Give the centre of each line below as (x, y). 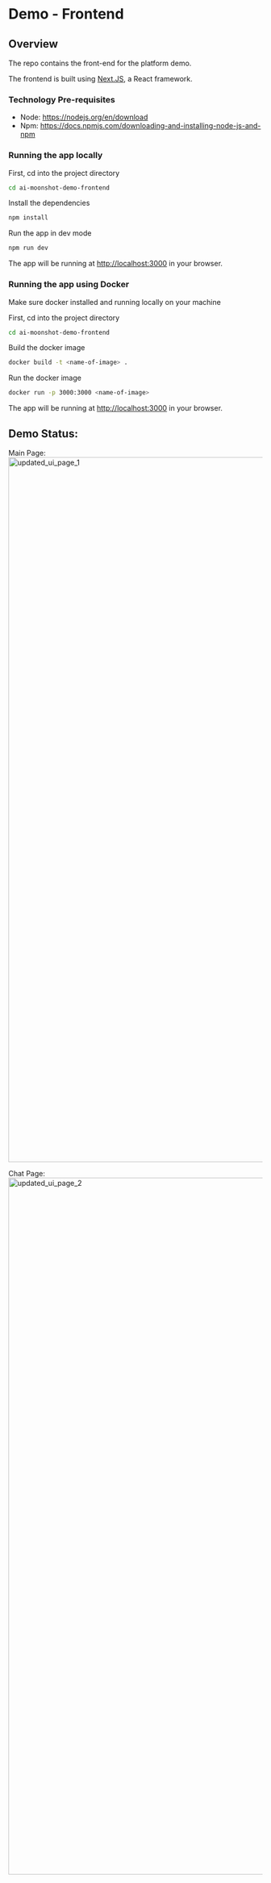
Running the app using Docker (69, 285)
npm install (28, 218)
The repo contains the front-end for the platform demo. (100, 63)
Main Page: (27, 453)
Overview (33, 44)
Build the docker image (47, 348)
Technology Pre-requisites (62, 99)
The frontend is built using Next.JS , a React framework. (101, 79)
